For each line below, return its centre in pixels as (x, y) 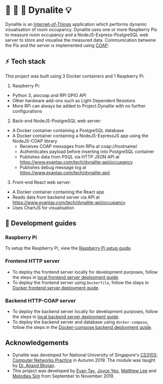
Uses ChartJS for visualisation (43, 208)
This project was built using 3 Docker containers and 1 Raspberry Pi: (75, 76)
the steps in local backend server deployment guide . (66, 317)
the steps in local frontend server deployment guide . (66, 277)
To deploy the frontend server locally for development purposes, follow (85, 272)
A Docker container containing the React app (58, 192)
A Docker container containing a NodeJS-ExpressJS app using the (80, 136)
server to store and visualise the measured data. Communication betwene (81, 40)
